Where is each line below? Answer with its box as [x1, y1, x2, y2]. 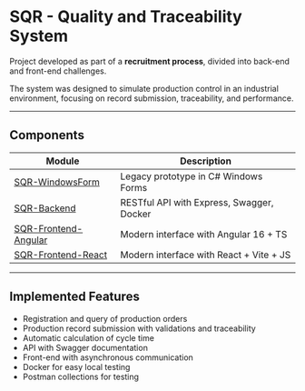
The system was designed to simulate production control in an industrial [9, 83, 280, 94]
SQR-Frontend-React [14, 248, 107, 261]
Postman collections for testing [22, 371, 139, 382]
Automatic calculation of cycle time [22, 332, 154, 343]
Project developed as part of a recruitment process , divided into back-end [9, 55, 290, 66]
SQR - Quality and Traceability [9, 6, 242, 27]
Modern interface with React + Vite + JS [120, 248, 291, 261]
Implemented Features [9, 289, 141, 305]
